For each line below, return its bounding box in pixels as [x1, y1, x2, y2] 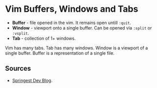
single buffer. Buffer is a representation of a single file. [5, 50, 115, 56]
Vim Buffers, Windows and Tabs [5, 3, 138, 15]
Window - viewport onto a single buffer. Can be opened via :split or [12, 25, 152, 30]
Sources [5, 64, 31, 73]
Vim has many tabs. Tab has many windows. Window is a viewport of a [5, 45, 148, 51]
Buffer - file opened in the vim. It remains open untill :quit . [12, 20, 131, 26]
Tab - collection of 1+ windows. [12, 35, 76, 41]
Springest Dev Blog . [12, 77, 53, 83]
